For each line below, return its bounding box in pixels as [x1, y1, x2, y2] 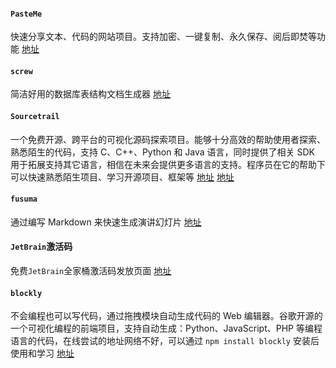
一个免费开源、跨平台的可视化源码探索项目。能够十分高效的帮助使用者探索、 [10, 133, 326, 145]
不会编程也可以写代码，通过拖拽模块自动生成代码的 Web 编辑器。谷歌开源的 [10, 310, 323, 322]
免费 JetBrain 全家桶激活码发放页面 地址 [10, 265, 172, 277]
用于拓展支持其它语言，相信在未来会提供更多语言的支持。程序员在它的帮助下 [10, 158, 326, 170]
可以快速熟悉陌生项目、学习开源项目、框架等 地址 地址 [10, 171, 235, 183]
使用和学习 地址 [10, 347, 75, 360]
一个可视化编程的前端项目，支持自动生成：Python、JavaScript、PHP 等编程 [10, 322, 323, 335]
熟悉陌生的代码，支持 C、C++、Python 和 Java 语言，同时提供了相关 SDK [10, 146, 316, 158]
